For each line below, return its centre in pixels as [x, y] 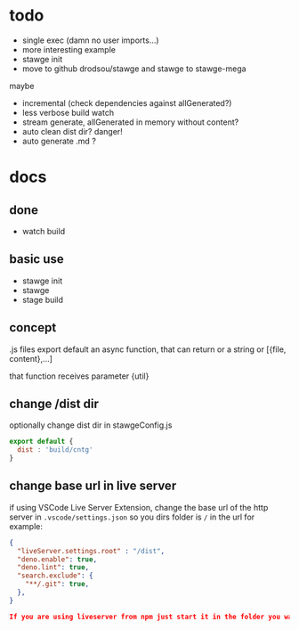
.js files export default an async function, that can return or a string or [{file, [148, 349]
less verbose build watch [68, 112]
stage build [43, 299]
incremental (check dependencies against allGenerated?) [127, 102]
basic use [36, 259]
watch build [43, 231]
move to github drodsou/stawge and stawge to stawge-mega [134, 69]
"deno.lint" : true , [53, 568]
